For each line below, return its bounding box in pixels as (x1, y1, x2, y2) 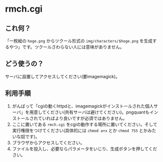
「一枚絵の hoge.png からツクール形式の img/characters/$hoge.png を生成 (5, 38, 153, 43)
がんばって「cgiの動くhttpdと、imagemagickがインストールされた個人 (12, 103, 154, 109)
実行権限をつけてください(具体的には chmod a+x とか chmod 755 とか (12, 127, 148, 133)
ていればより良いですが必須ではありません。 (38, 115, 128, 121)
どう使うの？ (5, 60, 44, 68)
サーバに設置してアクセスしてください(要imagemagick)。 (5, 73, 121, 79)
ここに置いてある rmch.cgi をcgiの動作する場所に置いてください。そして (12, 121, 158, 127)
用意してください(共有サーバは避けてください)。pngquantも (29, 109, 150, 115)
